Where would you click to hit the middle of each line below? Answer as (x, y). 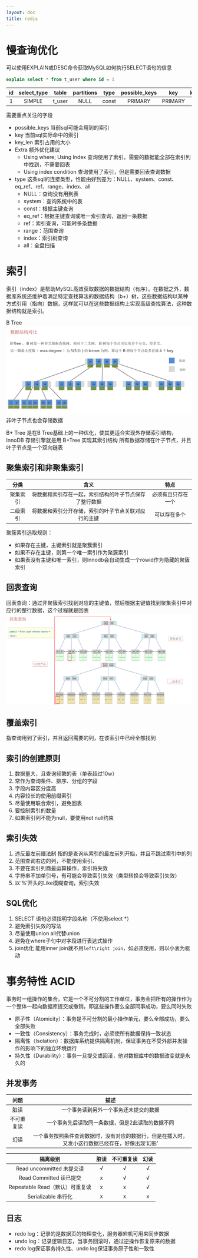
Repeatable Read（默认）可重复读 (50, 1187)
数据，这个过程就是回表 (60, 610)
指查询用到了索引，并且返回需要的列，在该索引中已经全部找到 (81, 738)
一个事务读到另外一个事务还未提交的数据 (111, 1110)
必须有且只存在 (170, 494)
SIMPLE (33, 101)
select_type (33, 92)
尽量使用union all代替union (47, 933)
